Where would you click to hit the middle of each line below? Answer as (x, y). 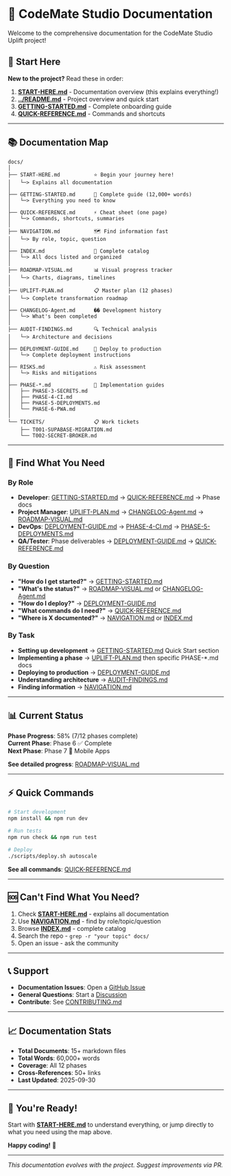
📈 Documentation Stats (60, 1031)
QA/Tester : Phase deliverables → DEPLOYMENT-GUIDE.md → (106, 541)
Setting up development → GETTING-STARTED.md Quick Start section (118, 650)
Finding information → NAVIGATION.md (75, 687)
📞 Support (28, 971)
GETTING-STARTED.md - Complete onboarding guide (95, 106)
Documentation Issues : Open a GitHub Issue (82, 987)
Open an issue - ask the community (68, 943)
